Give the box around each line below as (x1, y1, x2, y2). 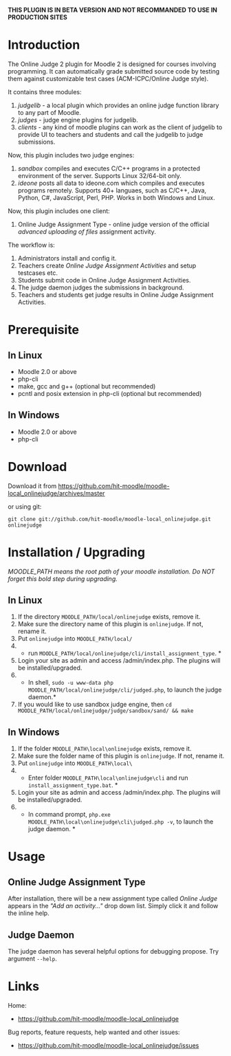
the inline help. (8, 909, 50, 917)
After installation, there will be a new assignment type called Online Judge (8, 894, 218, 903)
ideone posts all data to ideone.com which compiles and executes (17, 179, 205, 187)
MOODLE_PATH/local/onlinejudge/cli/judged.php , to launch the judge (27, 685, 222, 694)
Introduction (8, 37, 80, 53)
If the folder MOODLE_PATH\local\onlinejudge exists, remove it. (17, 745, 192, 753)
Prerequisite (8, 322, 80, 338)
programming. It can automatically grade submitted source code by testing (8, 67, 220, 75)
